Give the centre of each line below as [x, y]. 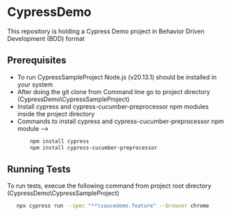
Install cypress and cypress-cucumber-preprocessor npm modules [113, 106]
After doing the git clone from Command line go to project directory [113, 91]
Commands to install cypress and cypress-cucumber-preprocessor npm [120, 121]
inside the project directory [56, 114]
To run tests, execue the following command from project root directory [109, 186]
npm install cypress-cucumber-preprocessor [94, 147]
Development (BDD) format [46, 38]
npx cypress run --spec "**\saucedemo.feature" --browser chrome [113, 206]
